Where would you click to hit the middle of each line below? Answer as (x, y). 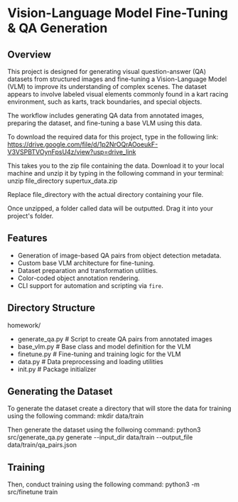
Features (27, 239)
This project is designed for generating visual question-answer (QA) (107, 71)
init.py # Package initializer (57, 369)
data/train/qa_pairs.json (42, 445)
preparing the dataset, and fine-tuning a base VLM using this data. (105, 123)
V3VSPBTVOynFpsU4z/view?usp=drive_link (72, 152)
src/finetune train (33, 492)
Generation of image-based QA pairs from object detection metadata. (119, 255)
